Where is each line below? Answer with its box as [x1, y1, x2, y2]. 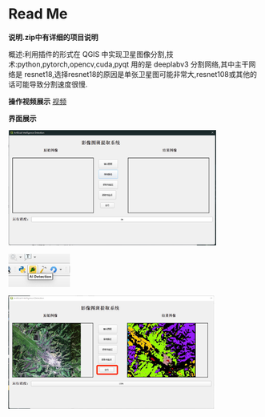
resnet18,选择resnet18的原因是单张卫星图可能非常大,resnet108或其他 [23, 69, 251, 79]
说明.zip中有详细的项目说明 [8, 32, 98, 42]
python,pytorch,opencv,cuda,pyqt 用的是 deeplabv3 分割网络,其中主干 [17, 59, 250, 69]
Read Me [8, 5, 68, 23]
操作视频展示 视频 [8, 96, 66, 106]
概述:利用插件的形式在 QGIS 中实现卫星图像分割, [8, 49, 167, 59]
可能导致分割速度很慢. [14, 79, 88, 89]
